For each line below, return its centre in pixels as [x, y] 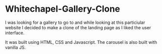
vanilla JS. [15, 47]
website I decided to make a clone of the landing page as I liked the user [78, 27]
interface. [15, 33]
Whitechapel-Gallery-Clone [63, 9]
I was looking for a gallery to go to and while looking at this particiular [75, 22]
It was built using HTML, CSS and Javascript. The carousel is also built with [81, 42]
